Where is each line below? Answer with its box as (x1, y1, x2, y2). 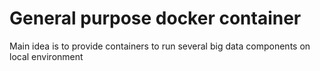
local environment (9, 50, 84, 62)
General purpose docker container (9, 7, 302, 30)
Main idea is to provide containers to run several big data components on (9, 40, 311, 52)
